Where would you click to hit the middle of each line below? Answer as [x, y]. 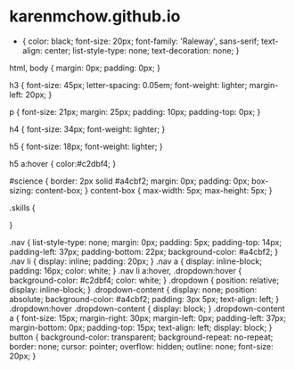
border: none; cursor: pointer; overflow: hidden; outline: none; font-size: [141, 346]
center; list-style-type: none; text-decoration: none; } [142, 50]
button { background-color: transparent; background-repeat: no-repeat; [141, 337]
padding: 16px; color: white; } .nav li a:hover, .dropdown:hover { [126, 270]
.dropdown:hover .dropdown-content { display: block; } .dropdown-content [147, 308]
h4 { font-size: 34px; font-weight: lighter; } [87, 129]
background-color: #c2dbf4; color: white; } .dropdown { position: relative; [144, 280]
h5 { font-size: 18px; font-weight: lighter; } [86, 146]
